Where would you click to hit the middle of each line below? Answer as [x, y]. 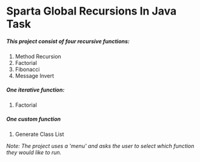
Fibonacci [27, 69]
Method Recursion [38, 56]
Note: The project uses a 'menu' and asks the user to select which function [100, 146]
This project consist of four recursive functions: [68, 41]
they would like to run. [34, 152]
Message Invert [35, 76]
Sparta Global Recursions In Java [92, 11]
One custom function [34, 119]
